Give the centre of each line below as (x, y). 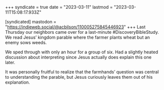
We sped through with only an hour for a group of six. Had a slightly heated (82, 52)
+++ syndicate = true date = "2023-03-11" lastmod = (59, 7)
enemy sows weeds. (26, 43)
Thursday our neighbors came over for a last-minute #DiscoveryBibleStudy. (82, 32)
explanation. (18, 82)
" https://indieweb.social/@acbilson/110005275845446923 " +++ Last (75, 27)
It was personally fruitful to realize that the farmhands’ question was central (82, 72)
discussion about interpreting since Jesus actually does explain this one (78, 57)
